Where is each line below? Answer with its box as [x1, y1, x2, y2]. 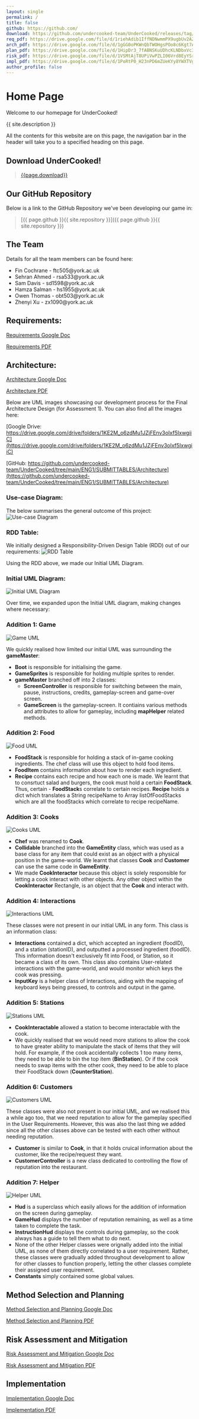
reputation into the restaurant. [14, 1163, 88, 1171]
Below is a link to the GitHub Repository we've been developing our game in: [6, 204, 192, 212]
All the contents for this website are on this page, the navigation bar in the [6, 132, 187, 140]
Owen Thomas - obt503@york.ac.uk [14, 292, 104, 299]
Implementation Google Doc [6, 1395, 75, 1402]
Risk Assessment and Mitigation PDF [6, 1361, 96, 1368]
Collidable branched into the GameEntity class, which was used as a [14, 844, 184, 852]
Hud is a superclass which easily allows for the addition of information [14, 1203, 187, 1210]
